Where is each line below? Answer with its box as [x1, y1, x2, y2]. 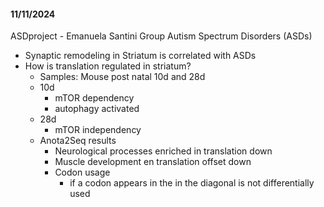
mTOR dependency [54, 92, 135, 104]
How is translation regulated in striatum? [24, 60, 192, 72]
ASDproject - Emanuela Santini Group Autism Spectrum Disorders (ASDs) [10, 30, 313, 42]
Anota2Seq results [39, 135, 117, 147]
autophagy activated [54, 103, 140, 115]
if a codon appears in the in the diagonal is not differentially [69, 177, 315, 189]
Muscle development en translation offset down [54, 156, 252, 168]
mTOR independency [54, 124, 142, 136]
